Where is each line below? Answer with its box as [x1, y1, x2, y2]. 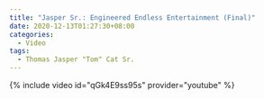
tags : [9, 47, 30, 56]
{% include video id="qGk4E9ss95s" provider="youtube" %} [9, 80, 235, 90]
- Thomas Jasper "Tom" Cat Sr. [17, 55, 135, 64]
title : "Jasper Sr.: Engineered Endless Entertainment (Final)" [9, 13, 256, 22]
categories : [9, 30, 54, 39]
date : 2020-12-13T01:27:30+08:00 [9, 22, 135, 31]
